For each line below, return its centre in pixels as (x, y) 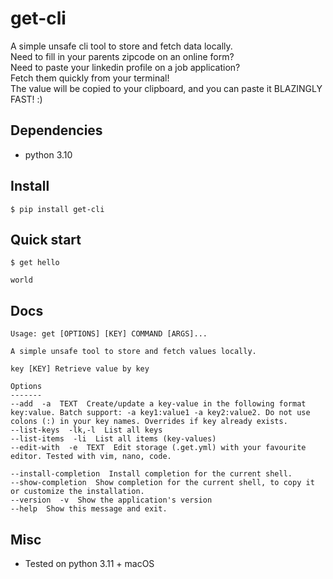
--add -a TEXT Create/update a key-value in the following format (158, 404)
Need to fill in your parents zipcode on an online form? (122, 56)
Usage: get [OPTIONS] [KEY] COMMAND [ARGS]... (109, 334)
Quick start (46, 239)
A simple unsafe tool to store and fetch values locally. (133, 352)
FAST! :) (26, 99)
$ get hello (35, 263)
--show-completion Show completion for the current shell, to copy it (162, 483)
